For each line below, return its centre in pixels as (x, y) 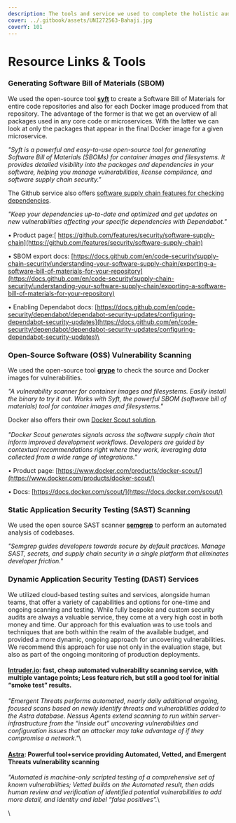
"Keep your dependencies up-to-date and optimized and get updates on (113, 214)
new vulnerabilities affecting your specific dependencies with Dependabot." (117, 221)
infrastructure (28, 723)
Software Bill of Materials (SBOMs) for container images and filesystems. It (117, 157)
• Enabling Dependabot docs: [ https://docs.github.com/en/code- (102, 307)
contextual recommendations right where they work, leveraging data (107, 450)
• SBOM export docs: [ (41, 256)
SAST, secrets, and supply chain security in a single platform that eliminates (118, 554)
